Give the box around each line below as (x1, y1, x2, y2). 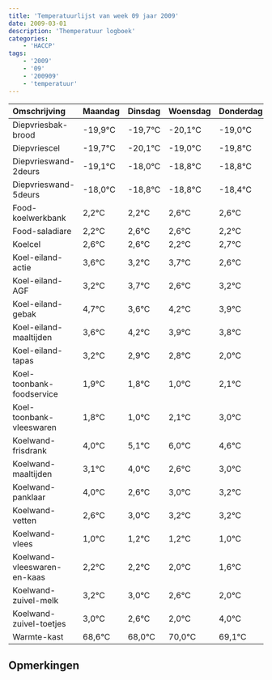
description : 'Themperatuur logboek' (8, 27, 136, 35)
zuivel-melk (12, 594, 59, 606)
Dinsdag (127, 105, 160, 117)
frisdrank (12, 444, 47, 456)
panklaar (12, 491, 46, 503)
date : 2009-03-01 (8, 19, 67, 28)
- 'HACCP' (23, 42, 57, 50)
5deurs (12, 189, 40, 200)
